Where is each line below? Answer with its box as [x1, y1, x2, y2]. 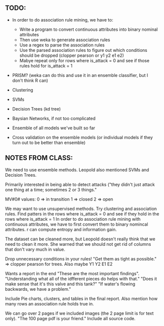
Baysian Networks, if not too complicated [12, 115, 96, 121]
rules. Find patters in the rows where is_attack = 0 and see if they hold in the [5, 210, 160, 217]
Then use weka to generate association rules [19, 37, 110, 43]
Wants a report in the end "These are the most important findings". [5, 270, 140, 276]
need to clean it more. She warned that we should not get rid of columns [5, 241, 151, 247]
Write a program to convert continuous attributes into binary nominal [19, 26, 158, 32]
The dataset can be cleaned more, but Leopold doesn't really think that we [5, 236, 156, 242]
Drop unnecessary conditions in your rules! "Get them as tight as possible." [5, 256, 157, 261]
